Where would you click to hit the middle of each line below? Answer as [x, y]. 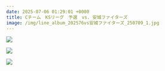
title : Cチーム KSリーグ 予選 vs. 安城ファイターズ [67, 17]
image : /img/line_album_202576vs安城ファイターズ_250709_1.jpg [83, 23]
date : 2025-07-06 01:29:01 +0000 [48, 12]
